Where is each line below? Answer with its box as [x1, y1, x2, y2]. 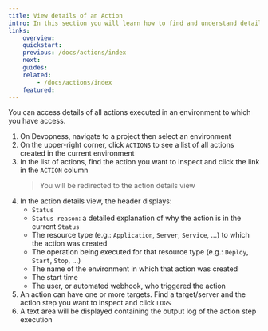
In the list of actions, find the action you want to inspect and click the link [19, 157, 260, 167]
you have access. [8, 116, 66, 126]
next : [22, 57, 41, 65]
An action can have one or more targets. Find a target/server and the [19, 290, 246, 299]
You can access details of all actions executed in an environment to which [8, 108, 251, 117]
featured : [22, 85, 56, 94]
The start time [31, 273, 78, 282]
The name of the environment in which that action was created [31, 264, 238, 274]
